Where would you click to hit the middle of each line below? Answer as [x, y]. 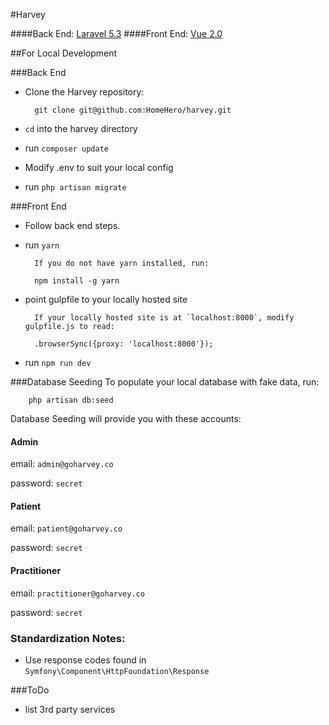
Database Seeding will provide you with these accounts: [126, 418]
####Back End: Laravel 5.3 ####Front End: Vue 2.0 [116, 33]
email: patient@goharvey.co [66, 528]
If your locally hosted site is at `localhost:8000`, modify [164, 318]
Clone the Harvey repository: [84, 92]
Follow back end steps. [72, 225]
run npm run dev [58, 362]
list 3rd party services [70, 709]
